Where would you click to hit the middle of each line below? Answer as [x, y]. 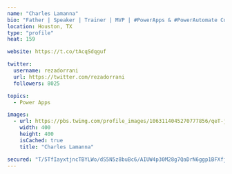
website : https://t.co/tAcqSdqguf [57, 52]
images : [18, 115]
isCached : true [41, 140]
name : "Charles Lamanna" [43, 13]
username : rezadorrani [46, 70]
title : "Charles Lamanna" [57, 147]
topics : [18, 96]
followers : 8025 [37, 84]
